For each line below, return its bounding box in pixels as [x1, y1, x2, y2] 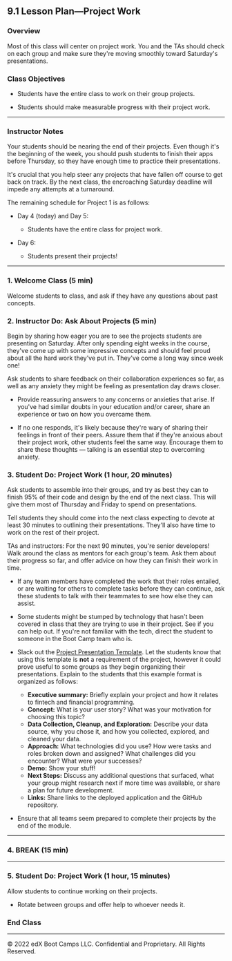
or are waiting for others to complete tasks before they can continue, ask [17, 584, 225, 593]
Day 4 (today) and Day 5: [17, 212, 88, 220]
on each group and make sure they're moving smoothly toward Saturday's [7, 49, 218, 57]
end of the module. [17, 821, 72, 830]
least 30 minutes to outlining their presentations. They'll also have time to [7, 521, 215, 529]
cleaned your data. [27, 735, 81, 743]
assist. [17, 599, 36, 607]
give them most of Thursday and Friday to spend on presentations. [7, 500, 197, 508]
